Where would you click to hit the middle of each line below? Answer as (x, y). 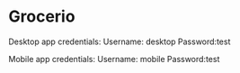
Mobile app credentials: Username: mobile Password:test (114, 59)
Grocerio (42, 17)
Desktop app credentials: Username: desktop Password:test (120, 41)
